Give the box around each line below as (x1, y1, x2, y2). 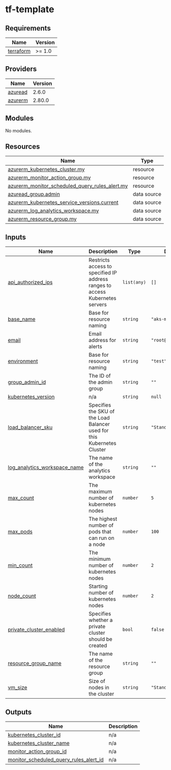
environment (8, 358, 38, 365)
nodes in (89, 684, 109, 691)
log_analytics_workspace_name (8, 464, 84, 471)
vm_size (8, 684, 27, 691)
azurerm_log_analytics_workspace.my (8, 207, 99, 214)
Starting (89, 583, 108, 590)
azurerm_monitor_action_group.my (8, 174, 91, 181)
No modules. (5, 127, 32, 133)
